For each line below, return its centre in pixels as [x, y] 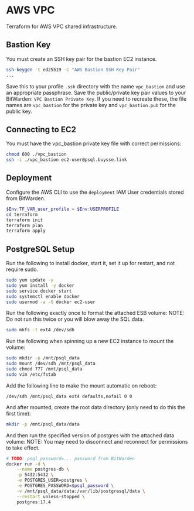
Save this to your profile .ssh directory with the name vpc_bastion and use [96, 86]
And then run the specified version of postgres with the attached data [90, 435]
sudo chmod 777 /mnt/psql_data [44, 369]
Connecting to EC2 [41, 129]
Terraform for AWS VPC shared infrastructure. [62, 26]
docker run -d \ [26, 464]
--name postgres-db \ [43, 469]
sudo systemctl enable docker [43, 296]
